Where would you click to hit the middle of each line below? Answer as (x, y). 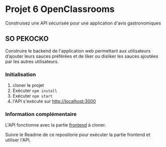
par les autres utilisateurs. (32, 61)
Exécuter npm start (32, 96)
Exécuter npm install (35, 90)
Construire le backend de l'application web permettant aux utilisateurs (78, 50)
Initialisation (21, 74)
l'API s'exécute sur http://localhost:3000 (54, 101)
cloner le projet (28, 85)
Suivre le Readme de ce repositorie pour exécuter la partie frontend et (78, 135)
